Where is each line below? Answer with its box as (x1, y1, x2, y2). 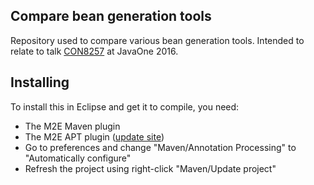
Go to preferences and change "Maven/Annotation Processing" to (24, 141, 297, 153)
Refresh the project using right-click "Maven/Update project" (24, 162, 277, 174)
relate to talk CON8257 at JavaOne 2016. (10, 45, 179, 57)
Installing (10, 74, 70, 91)
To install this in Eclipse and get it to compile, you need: (10, 100, 240, 113)
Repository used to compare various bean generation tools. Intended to (10, 34, 305, 46)
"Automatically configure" (24, 152, 132, 164)
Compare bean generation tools (10, 8, 212, 25)
